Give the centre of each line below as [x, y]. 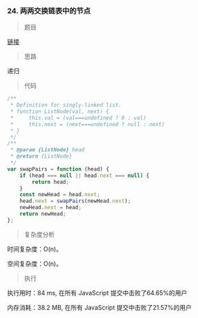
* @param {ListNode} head [47, 150]
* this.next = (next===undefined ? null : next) [88, 124]
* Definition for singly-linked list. [66, 105]
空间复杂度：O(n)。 [35, 264]
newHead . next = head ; [50, 208]
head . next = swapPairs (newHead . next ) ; [75, 201]
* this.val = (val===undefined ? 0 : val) [78, 118]
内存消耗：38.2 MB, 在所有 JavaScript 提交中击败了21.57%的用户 [99, 307]
